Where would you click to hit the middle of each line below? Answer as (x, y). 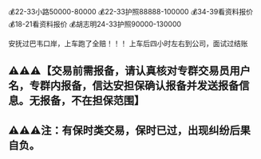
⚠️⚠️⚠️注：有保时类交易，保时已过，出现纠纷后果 (130, 130)
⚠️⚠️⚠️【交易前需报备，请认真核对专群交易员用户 (130, 71)
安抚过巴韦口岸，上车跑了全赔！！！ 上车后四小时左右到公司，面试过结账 (128, 43)
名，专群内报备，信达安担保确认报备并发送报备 (124, 86)
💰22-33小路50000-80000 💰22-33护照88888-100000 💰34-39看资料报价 (131, 12)
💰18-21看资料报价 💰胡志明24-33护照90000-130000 (95, 24)
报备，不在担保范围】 (92, 101)
